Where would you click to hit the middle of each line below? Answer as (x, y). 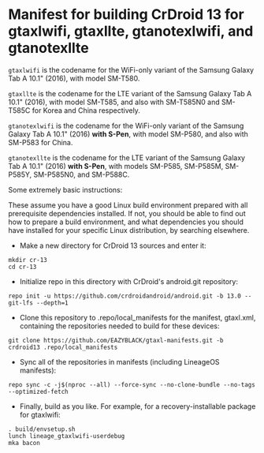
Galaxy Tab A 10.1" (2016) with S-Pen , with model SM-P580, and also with (128, 134)
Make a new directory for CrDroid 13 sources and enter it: (113, 245)
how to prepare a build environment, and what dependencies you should (126, 222)
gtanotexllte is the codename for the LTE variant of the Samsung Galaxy (127, 157)
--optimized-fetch (38, 391)
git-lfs (21, 303)
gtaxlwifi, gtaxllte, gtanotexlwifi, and (131, 31)
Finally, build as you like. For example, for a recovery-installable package (138, 406)
